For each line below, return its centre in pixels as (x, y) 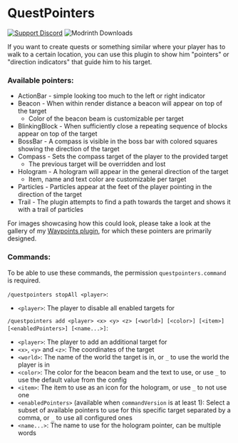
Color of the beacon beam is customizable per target (106, 118)
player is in (33, 365)
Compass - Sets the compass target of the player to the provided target (123, 157)
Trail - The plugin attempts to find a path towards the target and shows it (124, 202)
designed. (22, 239)
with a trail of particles (51, 210)
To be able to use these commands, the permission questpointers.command (117, 273)
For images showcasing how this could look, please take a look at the (109, 223)
